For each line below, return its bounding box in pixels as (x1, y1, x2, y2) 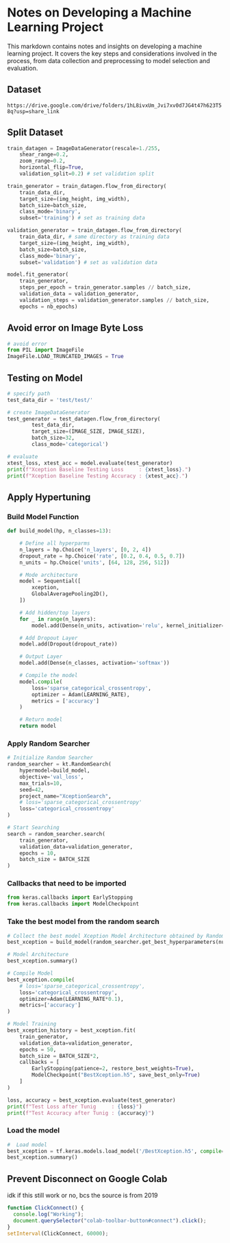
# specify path (7, 390, 51, 397)
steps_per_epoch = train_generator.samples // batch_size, (19, 284, 192, 291)
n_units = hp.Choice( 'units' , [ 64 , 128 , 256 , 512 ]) (19, 559, 170, 566)
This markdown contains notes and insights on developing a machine (7, 42, 203, 50)
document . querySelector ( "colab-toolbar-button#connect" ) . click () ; (13, 1217, 207, 1224)
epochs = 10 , (19, 849, 57, 857)
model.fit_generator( (7, 271, 69, 279)
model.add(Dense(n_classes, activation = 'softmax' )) (19, 660, 170, 667)
